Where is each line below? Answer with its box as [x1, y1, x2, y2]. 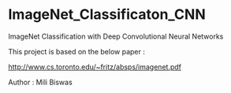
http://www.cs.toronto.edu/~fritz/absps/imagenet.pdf [8, 61, 181, 72]
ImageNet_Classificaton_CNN [8, 6, 207, 24]
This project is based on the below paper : [8, 46, 146, 56]
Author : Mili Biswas [8, 77, 73, 87]
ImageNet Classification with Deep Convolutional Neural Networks [8, 32, 224, 41]
